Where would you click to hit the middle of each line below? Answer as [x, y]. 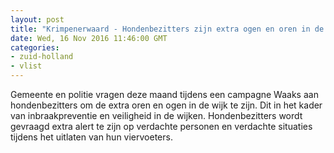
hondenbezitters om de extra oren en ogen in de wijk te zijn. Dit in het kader [166, 105]
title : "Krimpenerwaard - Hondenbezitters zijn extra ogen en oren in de [167, 29]
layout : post [37, 19]
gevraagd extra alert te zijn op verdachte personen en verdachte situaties [161, 126]
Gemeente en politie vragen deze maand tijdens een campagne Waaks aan [164, 94]
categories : [35, 47]
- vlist [26, 66]
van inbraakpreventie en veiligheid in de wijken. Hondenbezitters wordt [156, 115]
